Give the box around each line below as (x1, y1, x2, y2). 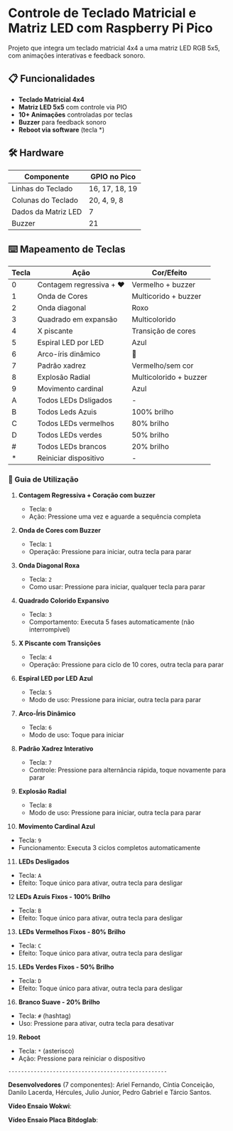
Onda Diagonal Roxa (18, 561, 80, 570)
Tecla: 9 (18, 836, 42, 844)
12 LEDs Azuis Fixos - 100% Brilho (8, 892, 111, 901)
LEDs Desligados (18, 857, 70, 866)
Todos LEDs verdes (37, 430, 102, 440)
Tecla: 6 (28, 723, 53, 731)
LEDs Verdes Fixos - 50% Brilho (18, 962, 114, 971)
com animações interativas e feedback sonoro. (8, 51, 146, 60)
